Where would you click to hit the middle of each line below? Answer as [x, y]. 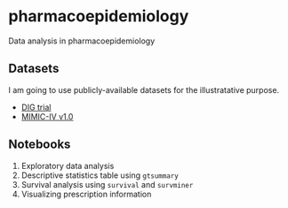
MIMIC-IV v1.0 [47, 116]
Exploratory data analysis [68, 166]
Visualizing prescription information [86, 194]
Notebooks [40, 145]
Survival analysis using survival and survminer [107, 184]
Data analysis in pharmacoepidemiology [82, 41]
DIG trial [36, 107]
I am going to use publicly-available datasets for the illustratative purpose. [144, 89]
